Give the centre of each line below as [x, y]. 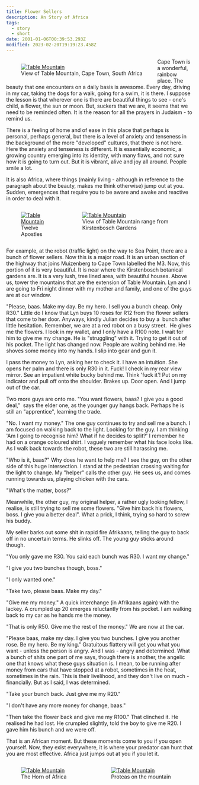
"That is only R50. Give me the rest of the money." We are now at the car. [95, 626]
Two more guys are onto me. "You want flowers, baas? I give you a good [95, 399]
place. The [170, 80]
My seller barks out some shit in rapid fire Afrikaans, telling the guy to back [98, 532]
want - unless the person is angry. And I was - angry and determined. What [98, 651]
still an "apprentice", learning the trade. [54, 411]
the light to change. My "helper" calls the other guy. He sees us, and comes [99, 472]
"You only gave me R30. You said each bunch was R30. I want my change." [98, 556]
